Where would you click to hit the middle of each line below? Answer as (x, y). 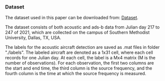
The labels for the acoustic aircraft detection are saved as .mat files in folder (82, 47)
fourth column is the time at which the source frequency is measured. (76, 74)
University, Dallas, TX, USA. (33, 38)
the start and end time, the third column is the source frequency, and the (79, 68)
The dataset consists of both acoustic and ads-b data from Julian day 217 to (82, 27)
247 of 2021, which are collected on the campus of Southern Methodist (77, 33)
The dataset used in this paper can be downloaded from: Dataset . (72, 18)
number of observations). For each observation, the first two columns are (80, 63)
